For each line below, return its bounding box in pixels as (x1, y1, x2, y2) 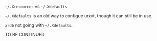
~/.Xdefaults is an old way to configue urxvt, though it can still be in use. (5, 13, 153, 18)
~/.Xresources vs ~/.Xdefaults (5, 4, 67, 9)
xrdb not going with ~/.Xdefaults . (5, 22, 73, 28)
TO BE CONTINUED (5, 32, 45, 37)
